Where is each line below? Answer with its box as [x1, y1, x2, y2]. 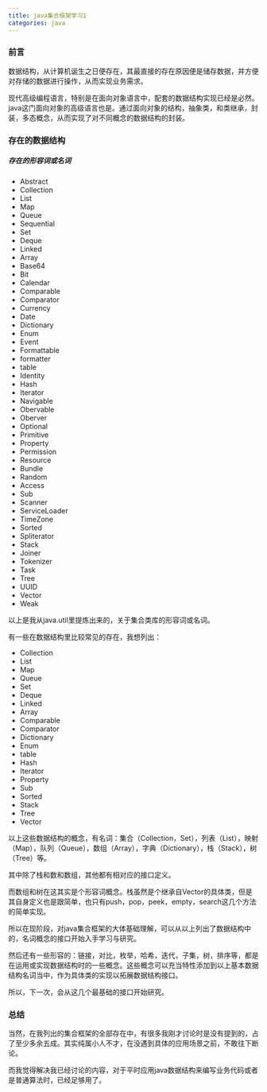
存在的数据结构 [8, 134, 66, 145]
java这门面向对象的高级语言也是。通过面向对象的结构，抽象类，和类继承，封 [8, 103, 258, 112]
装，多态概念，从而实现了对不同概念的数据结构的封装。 [8, 113, 189, 122]
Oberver [19, 412, 48, 422]
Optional [19, 421, 48, 431]
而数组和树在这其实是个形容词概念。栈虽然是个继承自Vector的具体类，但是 [8, 887, 253, 896]
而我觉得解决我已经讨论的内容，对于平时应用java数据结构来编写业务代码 [8, 1065, 245, 1075]
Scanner [19, 498, 48, 507]
